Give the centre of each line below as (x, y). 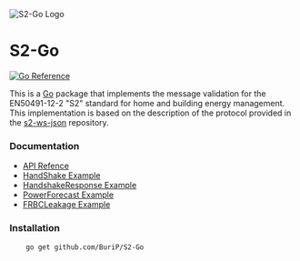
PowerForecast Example (68, 195)
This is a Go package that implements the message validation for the (138, 93)
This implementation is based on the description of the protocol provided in (150, 113)
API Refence (46, 166)
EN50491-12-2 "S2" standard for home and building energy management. (147, 103)
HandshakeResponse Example (80, 186)
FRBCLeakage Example (66, 205)
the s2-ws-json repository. (59, 122)
